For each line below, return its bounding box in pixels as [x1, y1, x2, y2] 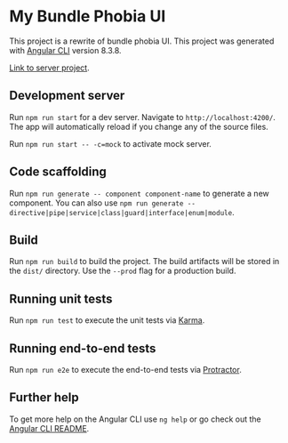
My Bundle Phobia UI [9, 6, 166, 27]
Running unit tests [9, 291, 113, 306]
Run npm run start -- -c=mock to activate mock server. [9, 138, 212, 149]
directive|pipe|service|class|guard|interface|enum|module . [9, 206, 235, 217]
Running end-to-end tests [9, 341, 156, 356]
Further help [9, 390, 80, 406]
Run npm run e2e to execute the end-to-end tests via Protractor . [9, 365, 242, 375]
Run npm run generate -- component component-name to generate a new [9, 188, 269, 198]
